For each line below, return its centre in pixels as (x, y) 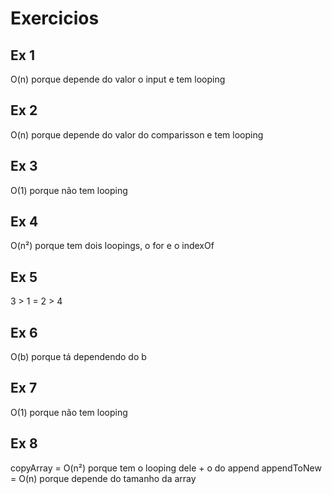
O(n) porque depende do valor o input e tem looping (118, 79)
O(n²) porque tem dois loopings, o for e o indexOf (112, 246)
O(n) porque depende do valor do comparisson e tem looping (137, 134)
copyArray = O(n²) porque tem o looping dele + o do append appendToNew (166, 468)
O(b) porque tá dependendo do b (78, 357)
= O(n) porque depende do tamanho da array (103, 478)
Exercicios (55, 18)
